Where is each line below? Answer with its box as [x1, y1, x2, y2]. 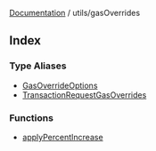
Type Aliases [9, 60, 67, 72]
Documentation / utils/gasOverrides [9, 8, 141, 18]
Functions [9, 111, 53, 123]
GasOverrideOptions [21, 80, 98, 91]
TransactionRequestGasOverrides [21, 89, 147, 100]
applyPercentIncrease [21, 131, 104, 142]
